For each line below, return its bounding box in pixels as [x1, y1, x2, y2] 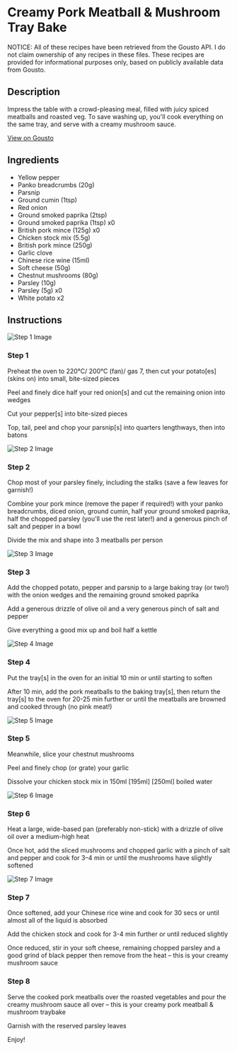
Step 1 [7, 350, 29, 360]
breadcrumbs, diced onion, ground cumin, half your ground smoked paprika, [7, 506, 231, 515]
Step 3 [7, 567, 30, 577]
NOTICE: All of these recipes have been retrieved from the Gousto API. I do [7, 43, 226, 51]
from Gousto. [7, 65, 46, 74]
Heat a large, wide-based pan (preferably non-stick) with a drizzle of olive [7, 825, 224, 833]
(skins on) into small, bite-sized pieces [7, 374, 120, 383]
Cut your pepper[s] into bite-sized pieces [7, 409, 128, 418]
